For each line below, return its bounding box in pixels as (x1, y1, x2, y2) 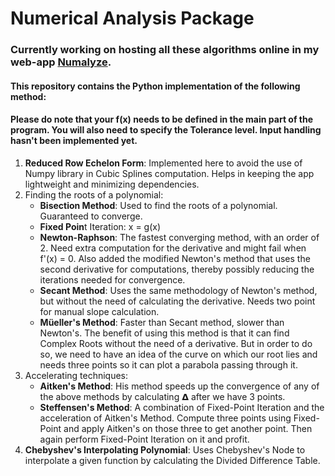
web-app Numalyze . (10, 55, 112, 69)
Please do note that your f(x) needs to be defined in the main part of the (10, 113, 314, 126)
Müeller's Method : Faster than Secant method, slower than (39, 316, 285, 328)
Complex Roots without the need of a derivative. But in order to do (39, 337, 313, 349)
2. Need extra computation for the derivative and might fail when (39, 242, 307, 254)
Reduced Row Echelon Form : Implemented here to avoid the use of (24, 157, 303, 169)
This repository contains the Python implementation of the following (10, 80, 301, 92)
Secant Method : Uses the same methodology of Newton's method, (39, 284, 318, 296)
